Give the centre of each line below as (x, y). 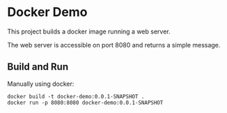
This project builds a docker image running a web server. (89, 31)
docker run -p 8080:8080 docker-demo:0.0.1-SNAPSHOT (85, 103)
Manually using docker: (41, 84)
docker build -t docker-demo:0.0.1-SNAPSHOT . (76, 96)
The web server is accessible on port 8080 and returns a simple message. (114, 45)
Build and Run (38, 67)
